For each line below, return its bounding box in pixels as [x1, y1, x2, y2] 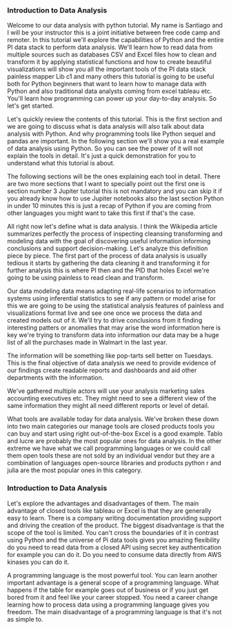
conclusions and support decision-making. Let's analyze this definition [7, 244, 208, 253]
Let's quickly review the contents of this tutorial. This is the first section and [7, 115, 223, 123]
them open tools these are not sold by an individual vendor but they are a [7, 451, 215, 460]
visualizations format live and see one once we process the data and [7, 309, 202, 317]
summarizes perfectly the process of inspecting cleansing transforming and [7, 230, 223, 238]
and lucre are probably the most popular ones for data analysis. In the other [7, 437, 222, 445]
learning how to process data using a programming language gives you [7, 600, 210, 609]
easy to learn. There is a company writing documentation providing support [7, 514, 222, 522]
